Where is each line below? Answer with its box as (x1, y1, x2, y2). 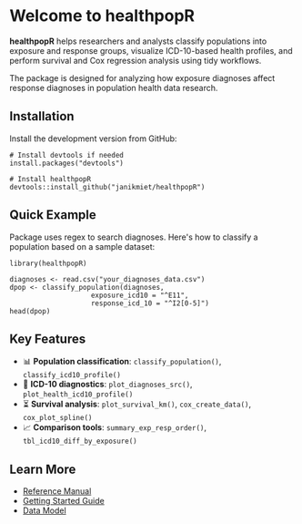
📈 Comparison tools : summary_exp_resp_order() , (22, 422, 207, 433)
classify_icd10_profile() (22, 371, 121, 380)
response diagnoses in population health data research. (9, 82, 218, 93)
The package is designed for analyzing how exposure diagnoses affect (9, 72, 276, 83)
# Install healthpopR (9, 174, 92, 183)
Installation (9, 108, 75, 124)
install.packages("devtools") (9, 159, 125, 168)
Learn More (9, 461, 76, 477)
